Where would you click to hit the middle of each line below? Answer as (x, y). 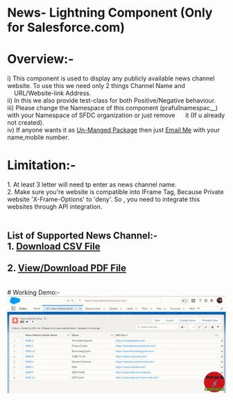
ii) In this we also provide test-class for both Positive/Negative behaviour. (112, 101)
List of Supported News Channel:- (83, 236)
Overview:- (41, 59)
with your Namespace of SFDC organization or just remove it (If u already (116, 115)
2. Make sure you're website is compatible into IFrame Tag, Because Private (115, 192)
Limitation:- (42, 165)
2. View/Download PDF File (67, 268)
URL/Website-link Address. (52, 93)
